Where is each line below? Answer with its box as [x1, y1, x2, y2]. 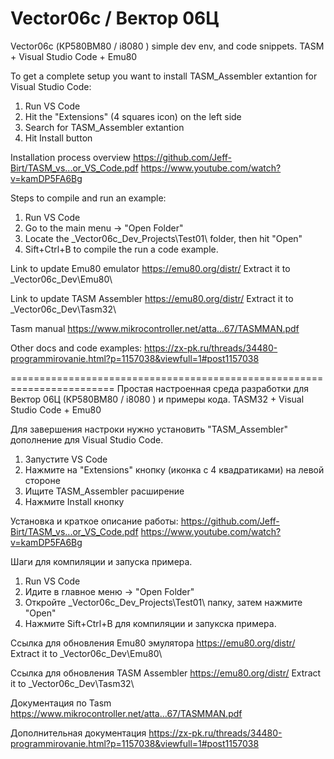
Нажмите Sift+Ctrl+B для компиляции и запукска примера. [24, 617, 277, 629]
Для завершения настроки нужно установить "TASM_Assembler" [10, 423, 289, 435]
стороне [24, 474, 61, 486]
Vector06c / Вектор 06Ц [10, 7, 220, 30]
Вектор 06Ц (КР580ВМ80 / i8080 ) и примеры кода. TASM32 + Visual [10, 393, 305, 405]
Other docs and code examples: [10, 342, 143, 354]
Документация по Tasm [10, 697, 112, 709]
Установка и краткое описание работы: [10, 515, 179, 527]
